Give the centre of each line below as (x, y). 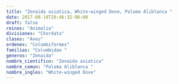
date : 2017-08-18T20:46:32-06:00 (47, 17)
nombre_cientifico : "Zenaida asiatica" (55, 61)
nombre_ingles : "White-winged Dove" (51, 72)
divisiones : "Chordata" (35, 34)
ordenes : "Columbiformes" (38, 45)
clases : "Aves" (25, 39)
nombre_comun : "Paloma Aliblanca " (50, 67)
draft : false (22, 22)
